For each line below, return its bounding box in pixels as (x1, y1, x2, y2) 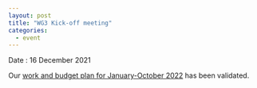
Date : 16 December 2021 (8, 55, 92, 65)
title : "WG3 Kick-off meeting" (8, 19, 113, 27)
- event (15, 33, 42, 42)
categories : (8, 26, 48, 34)
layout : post (8, 11, 52, 20)
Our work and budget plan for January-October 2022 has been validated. (8, 71, 250, 80)
